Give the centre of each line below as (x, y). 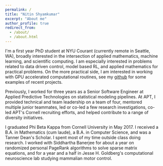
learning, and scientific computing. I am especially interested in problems (79, 61)
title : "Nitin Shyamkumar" (32, 14)
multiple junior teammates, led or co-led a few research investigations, (76, 107)
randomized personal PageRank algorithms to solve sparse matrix (71, 148)
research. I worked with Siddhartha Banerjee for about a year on (70, 142)
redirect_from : (20, 28)
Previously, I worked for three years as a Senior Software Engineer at (74, 92)
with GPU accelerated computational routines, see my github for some (76, 77)
